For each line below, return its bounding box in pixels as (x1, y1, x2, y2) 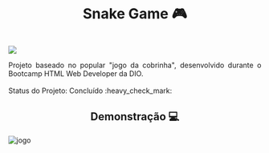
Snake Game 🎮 (83, 5, 187, 23)
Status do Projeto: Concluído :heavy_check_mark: (8, 86, 173, 95)
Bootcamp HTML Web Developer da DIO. (8, 68, 144, 79)
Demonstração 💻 (90, 110, 180, 123)
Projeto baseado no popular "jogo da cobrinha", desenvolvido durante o (8, 60, 262, 70)
